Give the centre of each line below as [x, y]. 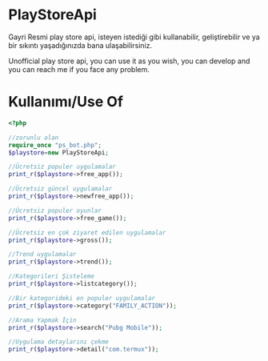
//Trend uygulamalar [43, 255]
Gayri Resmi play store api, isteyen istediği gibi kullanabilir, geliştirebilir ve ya [134, 37]
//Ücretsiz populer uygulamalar [62, 167]
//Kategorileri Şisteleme [51, 277]
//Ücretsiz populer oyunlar [55, 211]
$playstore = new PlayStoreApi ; [59, 152]
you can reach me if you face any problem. [79, 69]
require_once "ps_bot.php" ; [55, 145]
